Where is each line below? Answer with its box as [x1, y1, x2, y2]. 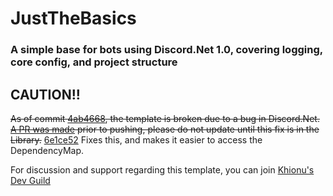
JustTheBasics [10, 7, 137, 30]
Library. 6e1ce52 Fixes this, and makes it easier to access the [10, 133, 263, 146]
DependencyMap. [10, 144, 85, 156]
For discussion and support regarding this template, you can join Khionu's [10, 163, 315, 176]
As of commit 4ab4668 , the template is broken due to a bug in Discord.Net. [10, 112, 320, 124]
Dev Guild [10, 174, 51, 186]
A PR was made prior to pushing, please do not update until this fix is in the [10, 123, 320, 135]
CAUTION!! [10, 86, 81, 103]
